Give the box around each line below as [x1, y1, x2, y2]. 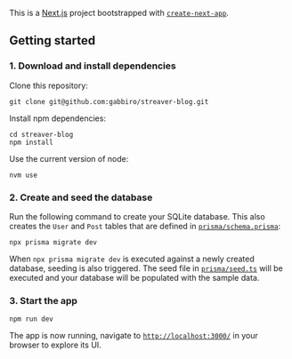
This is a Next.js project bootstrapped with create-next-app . [9, 8, 230, 18]
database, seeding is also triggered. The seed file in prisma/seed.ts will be [9, 262, 283, 274]
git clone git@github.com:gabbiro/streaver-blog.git [9, 97, 209, 106]
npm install [9, 138, 53, 147]
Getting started [9, 33, 96, 48]
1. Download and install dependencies [9, 60, 176, 72]
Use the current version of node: [9, 153, 129, 164]
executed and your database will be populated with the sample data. [9, 272, 260, 283]
